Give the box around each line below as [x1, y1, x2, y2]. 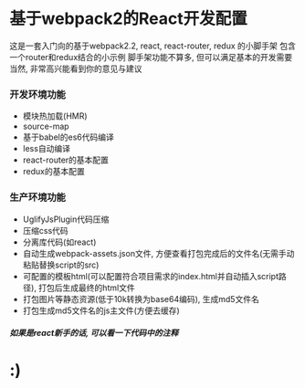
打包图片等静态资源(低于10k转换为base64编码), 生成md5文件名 [22, 293, 260, 304]
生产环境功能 [9, 191, 67, 204]
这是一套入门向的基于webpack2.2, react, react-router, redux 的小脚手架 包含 [9, 40, 297, 51]
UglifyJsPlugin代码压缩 [22, 214, 110, 225]
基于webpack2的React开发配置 [9, 8, 248, 29]
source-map [22, 121, 70, 132]
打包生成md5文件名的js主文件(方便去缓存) [22, 305, 180, 316]
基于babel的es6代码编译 [22, 131, 114, 142]
